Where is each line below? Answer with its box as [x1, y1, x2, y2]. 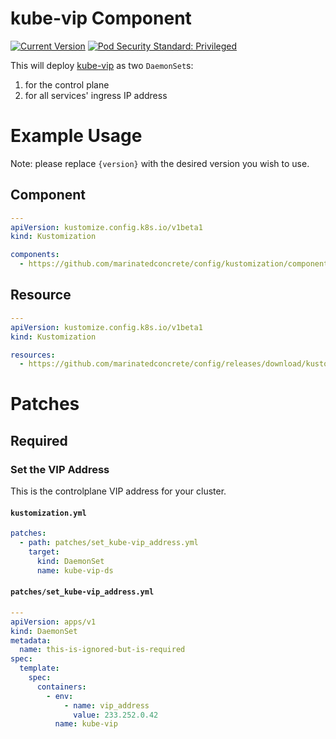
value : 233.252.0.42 [73, 710, 159, 720]
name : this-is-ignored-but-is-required [19, 645, 186, 655]
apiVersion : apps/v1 [10, 617, 97, 627]
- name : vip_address [63, 700, 150, 711]
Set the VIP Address [10, 462, 110, 476]
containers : [36, 682, 87, 692]
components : [10, 250, 60, 260]
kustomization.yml [10, 508, 87, 518]
